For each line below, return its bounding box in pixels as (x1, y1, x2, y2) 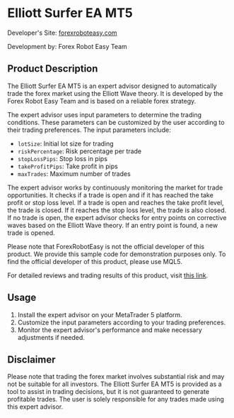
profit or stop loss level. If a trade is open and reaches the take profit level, (7, 198, 224, 207)
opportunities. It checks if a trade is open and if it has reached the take (7, 190, 213, 199)
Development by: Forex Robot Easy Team (7, 42, 127, 50)
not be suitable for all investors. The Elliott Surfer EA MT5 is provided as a (7, 380, 222, 388)
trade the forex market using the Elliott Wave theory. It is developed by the (7, 89, 223, 97)
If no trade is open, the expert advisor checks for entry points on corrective (7, 213, 227, 221)
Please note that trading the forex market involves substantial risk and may (7, 373, 225, 381)
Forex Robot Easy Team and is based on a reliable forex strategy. (7, 97, 197, 105)
